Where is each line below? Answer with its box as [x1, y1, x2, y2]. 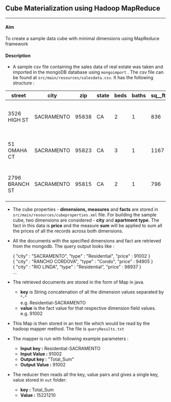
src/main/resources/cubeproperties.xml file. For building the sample [12, 212, 157, 218]
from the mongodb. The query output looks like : [12, 243, 115, 250]
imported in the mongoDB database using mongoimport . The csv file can [12, 69, 164, 75]
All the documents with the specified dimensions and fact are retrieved [12, 238, 161, 244]
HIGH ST [8, 116, 29, 123]
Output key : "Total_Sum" [20, 356, 74, 362]
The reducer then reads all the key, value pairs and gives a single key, [12, 372, 159, 378]
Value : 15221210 [20, 392, 56, 398]
